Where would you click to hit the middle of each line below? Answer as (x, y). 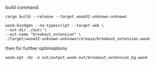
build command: (22, 7)
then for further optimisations (36, 48)
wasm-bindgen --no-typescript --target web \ (54, 25)
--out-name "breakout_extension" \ (43, 35)
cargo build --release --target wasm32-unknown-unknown (66, 17)
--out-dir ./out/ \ (26, 30)
